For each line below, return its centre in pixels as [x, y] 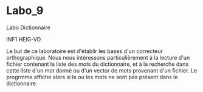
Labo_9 [25, 11]
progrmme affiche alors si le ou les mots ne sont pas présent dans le [92, 77]
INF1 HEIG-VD [24, 39]
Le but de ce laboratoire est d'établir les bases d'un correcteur [84, 51]
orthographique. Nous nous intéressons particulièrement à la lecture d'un [98, 57]
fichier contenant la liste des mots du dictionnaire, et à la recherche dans [98, 64]
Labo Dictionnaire [28, 27]
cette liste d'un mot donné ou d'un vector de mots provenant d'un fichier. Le [102, 70]
